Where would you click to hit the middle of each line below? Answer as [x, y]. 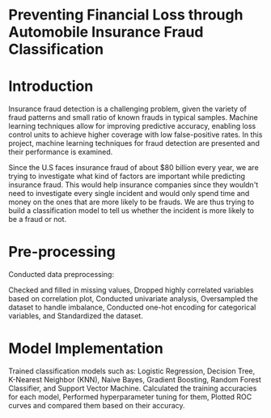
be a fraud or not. [38, 220]
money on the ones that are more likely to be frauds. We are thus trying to [131, 202]
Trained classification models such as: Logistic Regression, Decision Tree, [132, 371]
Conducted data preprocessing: [61, 275]
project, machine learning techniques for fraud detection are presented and [134, 143]
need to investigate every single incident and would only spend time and [129, 194]
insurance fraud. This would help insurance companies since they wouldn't [133, 185]
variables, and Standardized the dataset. [76, 316]
